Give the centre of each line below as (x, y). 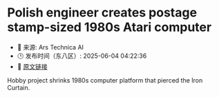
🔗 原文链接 (32, 66)
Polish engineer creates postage (102, 13)
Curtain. (19, 87)
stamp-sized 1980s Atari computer (109, 27)
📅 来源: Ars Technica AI (50, 47)
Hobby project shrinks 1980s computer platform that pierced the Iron (105, 80)
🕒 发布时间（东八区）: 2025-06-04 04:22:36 (82, 56)
